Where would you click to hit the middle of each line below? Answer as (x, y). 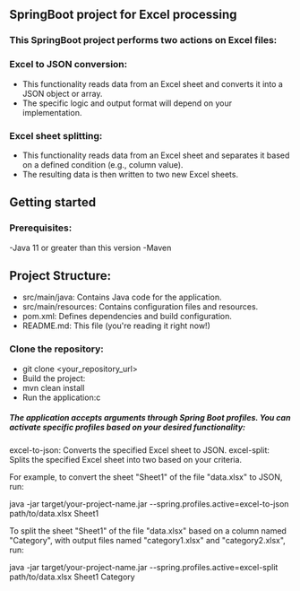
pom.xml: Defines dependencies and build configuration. (127, 317)
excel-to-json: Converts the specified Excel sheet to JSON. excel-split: (140, 450)
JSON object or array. (62, 93)
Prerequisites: (41, 228)
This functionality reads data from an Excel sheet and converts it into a (153, 83)
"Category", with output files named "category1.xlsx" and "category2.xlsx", (148, 540)
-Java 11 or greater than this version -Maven (90, 248)
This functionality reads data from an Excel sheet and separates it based (156, 155)
